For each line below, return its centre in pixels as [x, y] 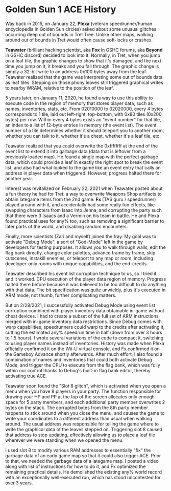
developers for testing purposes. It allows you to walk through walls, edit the [86, 247]
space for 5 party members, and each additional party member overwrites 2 [85, 402]
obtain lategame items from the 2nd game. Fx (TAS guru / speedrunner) [81, 199]
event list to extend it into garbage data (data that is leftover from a [76, 151]
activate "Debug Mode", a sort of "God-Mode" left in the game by [74, 242]
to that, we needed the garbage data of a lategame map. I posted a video [82, 461]
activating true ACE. [26, 376]
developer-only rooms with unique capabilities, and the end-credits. [77, 263]
